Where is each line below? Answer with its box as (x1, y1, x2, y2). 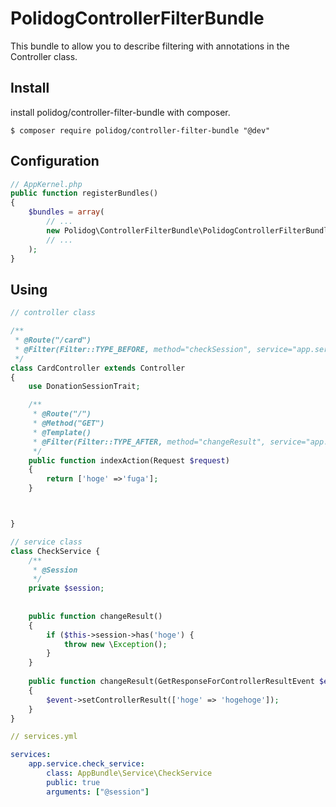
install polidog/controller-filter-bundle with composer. (10, 106, 231, 118)
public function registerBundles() (10, 188, 159, 199)
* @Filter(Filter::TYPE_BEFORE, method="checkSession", (14, 344, 253, 354)
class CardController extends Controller (10, 363, 186, 373)
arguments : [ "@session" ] (46, 787, 150, 797)
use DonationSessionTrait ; (28, 382, 141, 392)
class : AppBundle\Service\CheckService (46, 768, 213, 778)
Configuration (10, 153, 100, 170)
